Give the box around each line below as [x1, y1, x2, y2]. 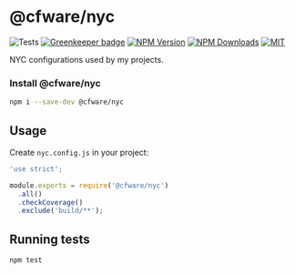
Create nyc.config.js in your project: [9, 147, 149, 157]
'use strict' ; [9, 164, 64, 174]
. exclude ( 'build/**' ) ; [17, 207, 104, 216]
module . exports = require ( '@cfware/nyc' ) [9, 180, 169, 190]
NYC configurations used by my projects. [9, 54, 164, 65]
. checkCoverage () [17, 198, 84, 207]
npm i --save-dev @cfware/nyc [9, 97, 125, 107]
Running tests [9, 231, 91, 247]
